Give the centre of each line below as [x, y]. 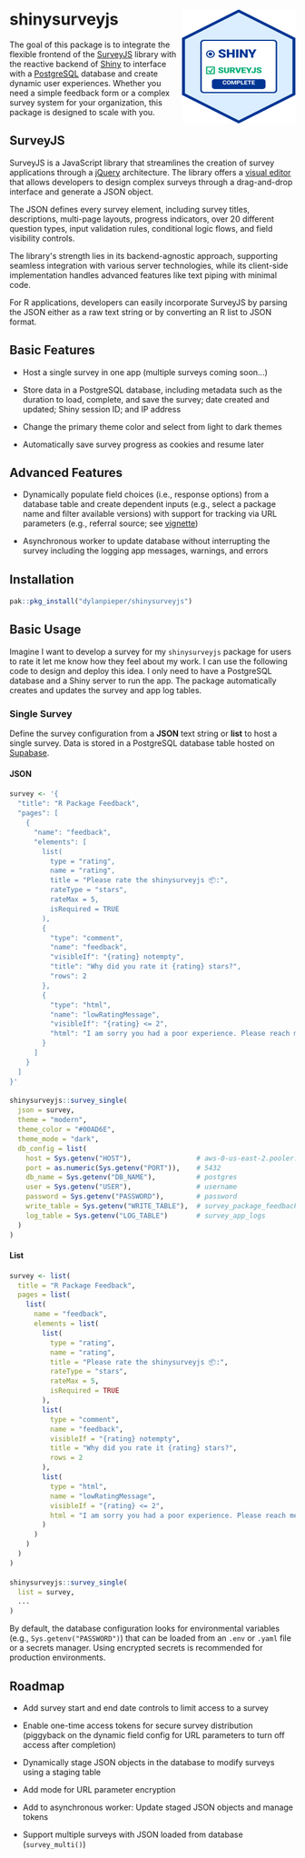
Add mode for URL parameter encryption [99, 1790]
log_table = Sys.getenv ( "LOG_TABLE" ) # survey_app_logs [146, 1216]
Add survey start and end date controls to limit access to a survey [146, 1708]
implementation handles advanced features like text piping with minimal [143, 275]
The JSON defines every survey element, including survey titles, [130, 209]
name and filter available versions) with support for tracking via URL [150, 514]
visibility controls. [42, 238]
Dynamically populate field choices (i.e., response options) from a [146, 494]
